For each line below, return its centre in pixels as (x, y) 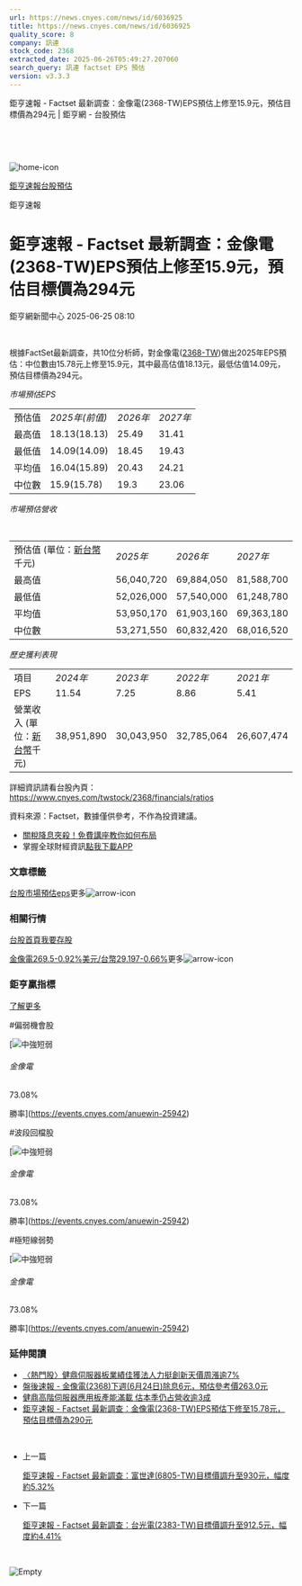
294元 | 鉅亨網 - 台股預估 (80, 114)
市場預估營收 (33, 508)
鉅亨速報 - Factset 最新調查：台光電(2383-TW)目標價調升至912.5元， (151, 1525)
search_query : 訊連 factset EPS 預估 (77, 68)
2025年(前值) (79, 417)
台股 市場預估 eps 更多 (48, 892)
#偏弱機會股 (31, 1025)
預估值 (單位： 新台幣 (58, 550)
